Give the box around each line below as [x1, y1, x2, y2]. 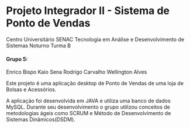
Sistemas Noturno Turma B [6, 42, 71, 49]
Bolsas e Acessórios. [6, 86, 57, 93]
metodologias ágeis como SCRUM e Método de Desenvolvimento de [6, 110, 171, 117]
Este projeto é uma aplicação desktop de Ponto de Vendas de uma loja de [6, 80, 184, 87]
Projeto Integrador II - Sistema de [6, 4, 170, 18]
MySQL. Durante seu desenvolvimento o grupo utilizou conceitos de [6, 103, 171, 110]
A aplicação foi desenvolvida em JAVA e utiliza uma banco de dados [6, 98, 171, 105]
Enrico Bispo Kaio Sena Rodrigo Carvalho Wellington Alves [6, 68, 147, 75]
